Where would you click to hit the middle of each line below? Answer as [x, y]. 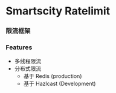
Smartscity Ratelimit [58, 11]
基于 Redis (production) [53, 76]
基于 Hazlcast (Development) [60, 84]
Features [19, 47]
